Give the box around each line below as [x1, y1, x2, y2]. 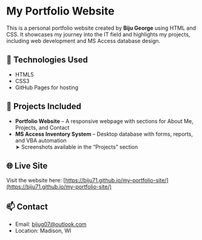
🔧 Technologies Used [6, 55, 88, 65]
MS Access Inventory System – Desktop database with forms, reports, [15, 130, 193, 138]
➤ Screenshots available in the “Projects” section [15, 143, 138, 150]
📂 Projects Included [6, 101, 82, 112]
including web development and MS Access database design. [6, 37, 161, 44]
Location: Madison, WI [15, 227, 72, 235]
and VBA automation [15, 136, 67, 144]
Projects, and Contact [15, 124, 70, 131]
